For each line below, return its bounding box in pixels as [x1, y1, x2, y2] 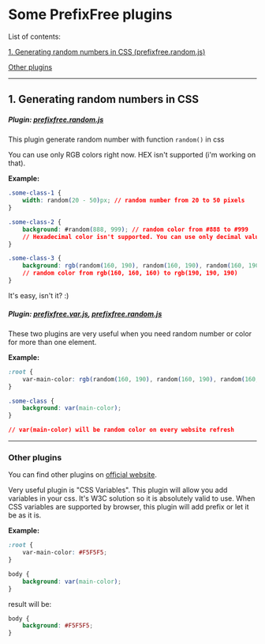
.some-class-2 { [8, 218, 62, 226]
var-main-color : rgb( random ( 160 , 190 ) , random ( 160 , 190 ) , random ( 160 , [22, 375, 259, 383]
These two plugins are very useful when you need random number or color [8, 328, 252, 338]
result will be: [8, 599, 52, 608]
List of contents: [8, 32, 62, 41]
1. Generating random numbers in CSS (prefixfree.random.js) [8, 47, 206, 56]
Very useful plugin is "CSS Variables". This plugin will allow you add [8, 485, 228, 495]
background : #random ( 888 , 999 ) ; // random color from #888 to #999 [22, 225, 248, 233]
